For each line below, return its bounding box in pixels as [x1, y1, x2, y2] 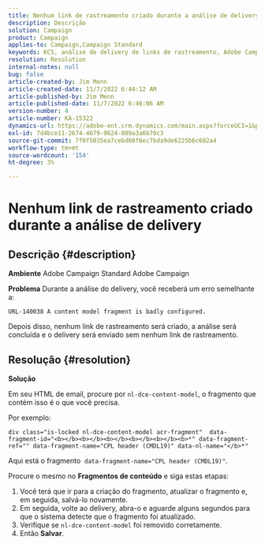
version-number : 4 [8, 108, 69, 115]
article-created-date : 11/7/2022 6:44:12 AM [8, 85, 157, 93]
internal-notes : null [8, 63, 80, 71]
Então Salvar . [19, 528, 65, 538]
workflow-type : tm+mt [8, 144, 80, 152]
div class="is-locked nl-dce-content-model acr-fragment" [8, 428, 203, 436]
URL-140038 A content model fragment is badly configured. [8, 308, 207, 316]
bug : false [8, 70, 44, 78]
